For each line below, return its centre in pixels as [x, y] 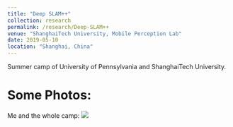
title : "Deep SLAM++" [39, 14]
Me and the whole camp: [44, 115]
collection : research [39, 20]
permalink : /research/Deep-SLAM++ [58, 27]
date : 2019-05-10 [33, 40]
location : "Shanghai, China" [50, 47]
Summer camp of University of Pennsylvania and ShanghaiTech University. [117, 67]
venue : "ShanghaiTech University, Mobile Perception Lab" [95, 34]
